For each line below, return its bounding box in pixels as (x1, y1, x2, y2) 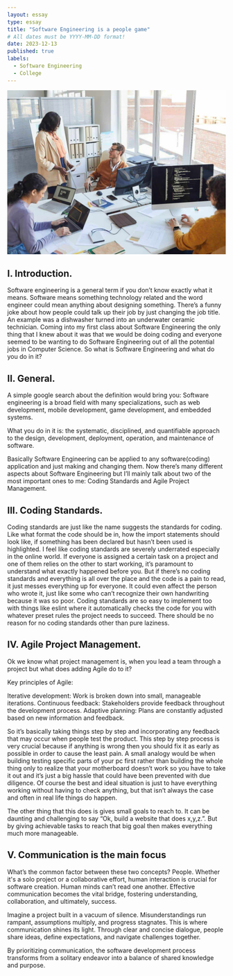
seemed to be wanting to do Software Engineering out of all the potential (7, 337, 215, 346)
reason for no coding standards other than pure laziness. (7, 619, 170, 628)
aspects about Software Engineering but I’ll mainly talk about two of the (7, 469, 212, 478)
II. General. (7, 372, 55, 385)
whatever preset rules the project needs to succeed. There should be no (7, 612, 214, 620)
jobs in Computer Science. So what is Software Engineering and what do (7, 345, 215, 353)
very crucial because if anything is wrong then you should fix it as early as (7, 741, 220, 750)
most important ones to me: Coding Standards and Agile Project (7, 477, 190, 485)
